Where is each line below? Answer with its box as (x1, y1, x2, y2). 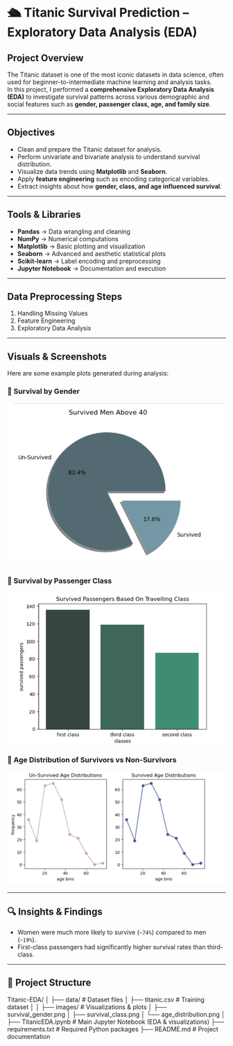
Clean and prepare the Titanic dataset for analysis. (17, 145, 162, 153)
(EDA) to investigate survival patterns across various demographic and (7, 92, 210, 101)
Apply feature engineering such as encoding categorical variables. (17, 175, 210, 183)
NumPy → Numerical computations (17, 234, 119, 243)
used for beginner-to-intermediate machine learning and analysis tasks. (7, 78, 212, 86)
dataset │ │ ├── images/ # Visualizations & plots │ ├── (7, 1002, 167, 1011)
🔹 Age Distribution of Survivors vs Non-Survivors (7, 755, 177, 765)
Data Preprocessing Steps (7, 291, 123, 303)
